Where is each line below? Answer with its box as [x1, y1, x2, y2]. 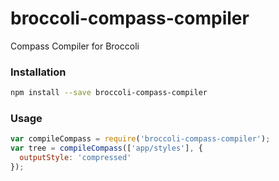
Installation [10, 65, 67, 79]
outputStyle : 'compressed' [19, 153, 132, 163]
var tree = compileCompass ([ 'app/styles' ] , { [10, 143, 203, 154]
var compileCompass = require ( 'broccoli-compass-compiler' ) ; [10, 134, 271, 144]
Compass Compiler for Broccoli [10, 40, 140, 52]
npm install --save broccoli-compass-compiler [10, 88, 208, 98]
